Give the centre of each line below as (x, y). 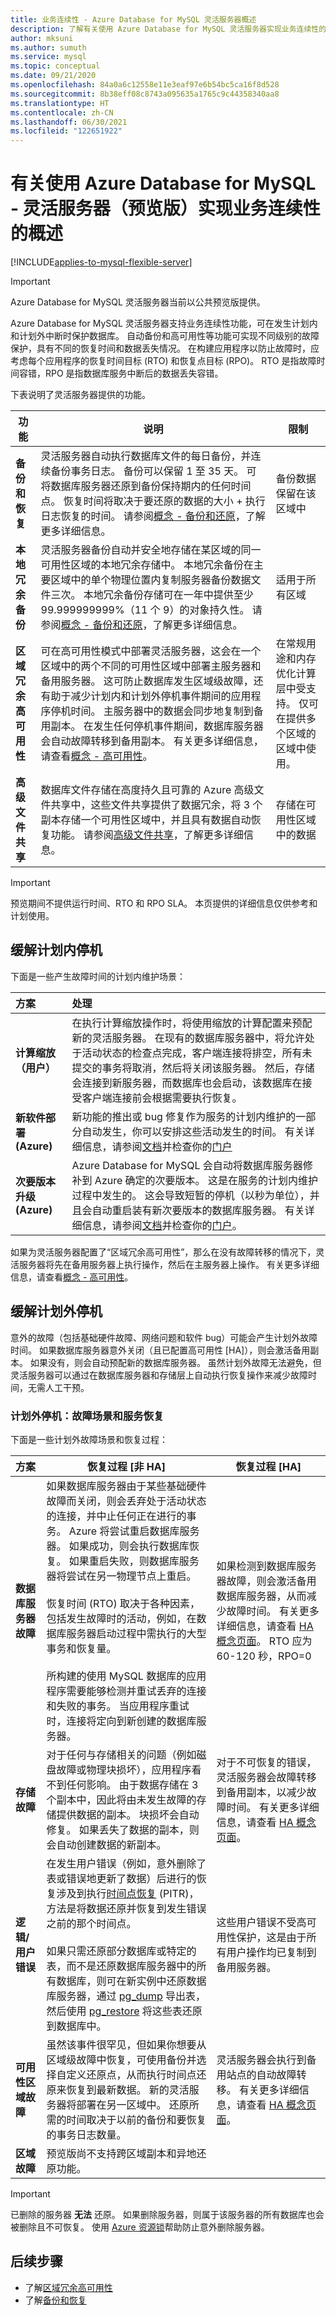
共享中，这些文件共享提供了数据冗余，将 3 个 (156, 805)
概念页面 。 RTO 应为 (264, 1641)
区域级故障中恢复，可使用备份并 (121, 2059)
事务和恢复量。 (81, 1648)
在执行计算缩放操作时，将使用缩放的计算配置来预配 (192, 1023)
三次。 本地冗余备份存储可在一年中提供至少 (152, 595)
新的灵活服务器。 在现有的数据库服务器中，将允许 (188, 1038)
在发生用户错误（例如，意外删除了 (126, 1863)
